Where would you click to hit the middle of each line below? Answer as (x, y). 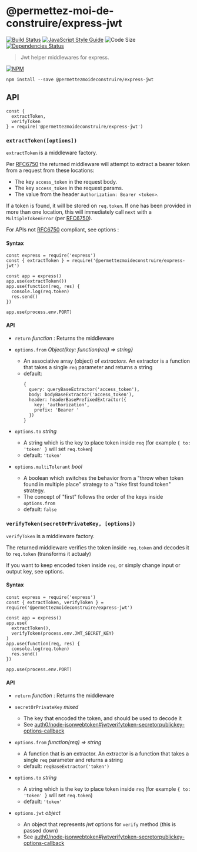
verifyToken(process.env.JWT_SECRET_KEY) (63, 633)
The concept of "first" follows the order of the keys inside (93, 497)
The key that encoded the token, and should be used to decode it (103, 718)
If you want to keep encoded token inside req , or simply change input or (93, 565)
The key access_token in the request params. (69, 188)
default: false (40, 509)
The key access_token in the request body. (66, 182)
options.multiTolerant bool (48, 467)
